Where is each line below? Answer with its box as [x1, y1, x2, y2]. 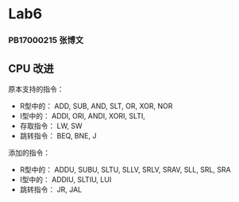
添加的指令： [8, 148, 50, 157]
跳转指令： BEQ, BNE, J [19, 130, 97, 140]
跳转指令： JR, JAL [19, 185, 82, 194]
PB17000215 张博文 [8, 35, 84, 46]
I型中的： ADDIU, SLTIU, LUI [19, 174, 112, 184]
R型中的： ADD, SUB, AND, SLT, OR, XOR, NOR [19, 101, 173, 111]
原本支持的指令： [8, 84, 64, 94]
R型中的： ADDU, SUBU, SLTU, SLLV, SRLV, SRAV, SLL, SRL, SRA [19, 165, 232, 174]
